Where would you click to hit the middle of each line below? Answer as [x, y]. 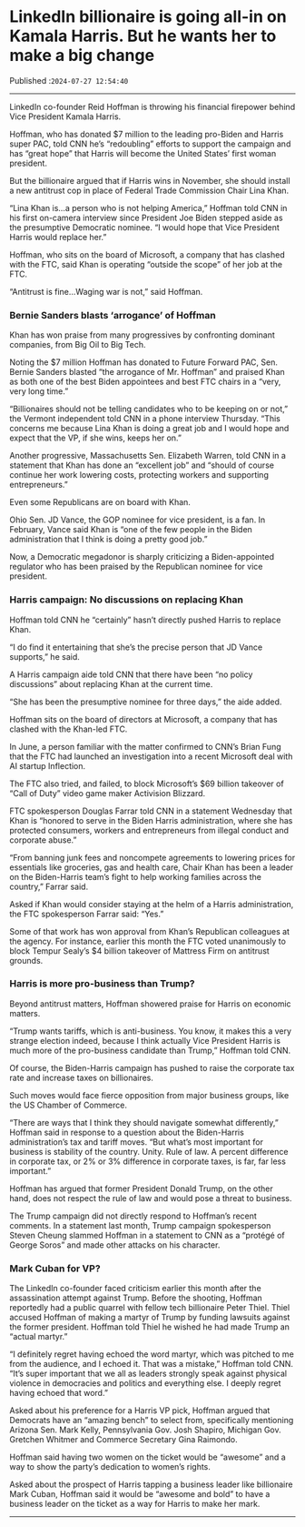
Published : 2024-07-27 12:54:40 [69, 80]
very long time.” [39, 391]
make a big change [82, 56]
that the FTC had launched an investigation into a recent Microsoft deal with [151, 756]
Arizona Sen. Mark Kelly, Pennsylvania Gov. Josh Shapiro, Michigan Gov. [145, 1430]
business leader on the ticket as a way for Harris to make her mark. [135, 1504]
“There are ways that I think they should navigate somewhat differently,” [144, 1122]
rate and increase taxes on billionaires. [82, 1077]
